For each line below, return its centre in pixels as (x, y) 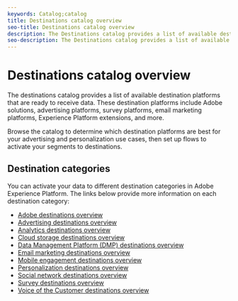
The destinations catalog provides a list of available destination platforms (114, 95)
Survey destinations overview (61, 283)
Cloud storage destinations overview (71, 237)
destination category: (38, 201)
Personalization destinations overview (73, 268)
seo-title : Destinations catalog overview (71, 27)
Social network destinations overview (72, 275)
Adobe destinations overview (60, 214)
